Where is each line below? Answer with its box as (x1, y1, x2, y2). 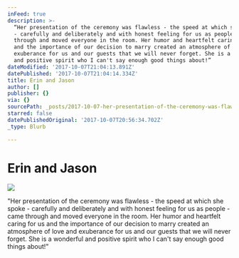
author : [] (7, 83, 40, 91)
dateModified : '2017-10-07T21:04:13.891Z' (7, 63, 135, 71)
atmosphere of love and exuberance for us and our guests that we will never (7, 227, 231, 236)
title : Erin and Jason (7, 76, 75, 84)
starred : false (7, 110, 53, 117)
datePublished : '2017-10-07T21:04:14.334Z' (7, 70, 139, 77)
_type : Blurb (7, 123, 46, 130)
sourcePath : (7, 103, 43, 110)
